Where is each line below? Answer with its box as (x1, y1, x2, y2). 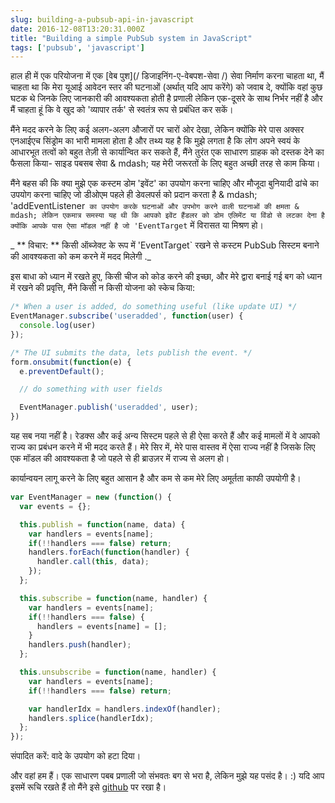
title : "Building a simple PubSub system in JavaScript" (10, 33, 253, 43)
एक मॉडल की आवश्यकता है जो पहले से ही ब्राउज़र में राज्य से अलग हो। (10, 452, 230, 464)
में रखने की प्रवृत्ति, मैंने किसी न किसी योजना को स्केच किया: (10, 282, 195, 294)
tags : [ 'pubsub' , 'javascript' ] (10, 42, 145, 53)
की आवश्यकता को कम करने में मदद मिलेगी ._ (10, 251, 152, 263)
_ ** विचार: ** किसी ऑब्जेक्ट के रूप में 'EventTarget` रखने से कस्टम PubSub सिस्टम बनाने (10, 239, 320, 251)
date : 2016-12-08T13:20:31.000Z (10, 24, 145, 34)
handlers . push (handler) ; (28, 640, 132, 650)
